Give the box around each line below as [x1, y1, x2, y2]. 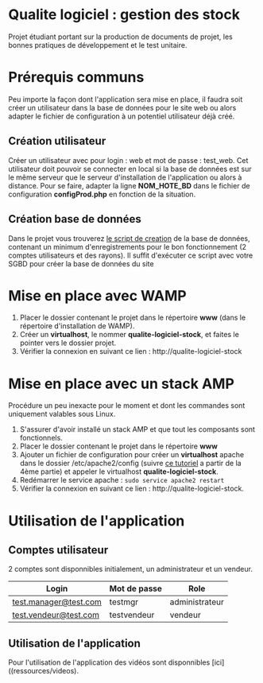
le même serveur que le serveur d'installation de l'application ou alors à [8, 173, 242, 182]
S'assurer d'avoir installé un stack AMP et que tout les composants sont [19, 425, 256, 434]
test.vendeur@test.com [12, 610, 100, 621]
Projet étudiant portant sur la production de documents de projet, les [8, 32, 233, 41]
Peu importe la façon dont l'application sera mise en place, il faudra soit [8, 94, 243, 104]
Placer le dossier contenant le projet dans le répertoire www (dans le [19, 312, 246, 323]
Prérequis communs [8, 68, 145, 87]
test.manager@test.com [12, 596, 102, 607]
